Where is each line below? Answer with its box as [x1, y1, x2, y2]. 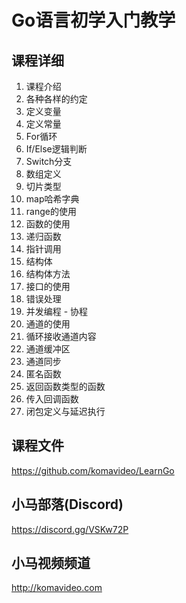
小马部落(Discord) [11, 496, 124, 513]
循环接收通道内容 [25, 331, 97, 342]
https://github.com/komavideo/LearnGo [11, 464, 175, 476]
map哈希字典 [25, 193, 80, 205]
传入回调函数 [25, 393, 79, 405]
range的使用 [25, 206, 77, 217]
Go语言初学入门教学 [11, 9, 176, 32]
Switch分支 [25, 156, 73, 167]
